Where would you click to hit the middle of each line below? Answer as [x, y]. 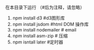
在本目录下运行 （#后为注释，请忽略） [45, 7]
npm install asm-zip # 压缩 [40, 36]
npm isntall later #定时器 [38, 42]
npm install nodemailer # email [44, 30]
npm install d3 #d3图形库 [39, 18]
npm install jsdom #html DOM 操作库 [51, 24]
